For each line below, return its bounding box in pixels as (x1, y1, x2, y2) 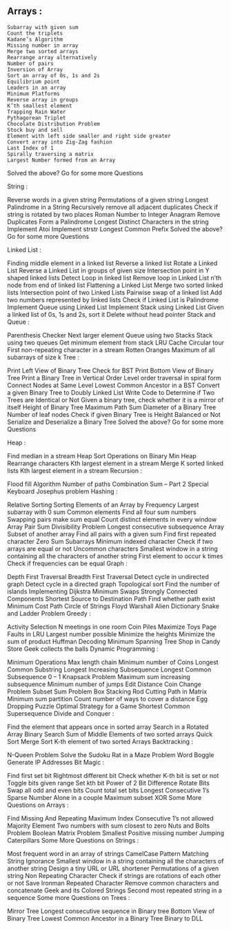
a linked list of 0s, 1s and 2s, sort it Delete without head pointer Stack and (7, 310, 216, 318)
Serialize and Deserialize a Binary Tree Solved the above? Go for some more (7, 418, 224, 426)
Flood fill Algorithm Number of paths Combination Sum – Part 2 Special (7, 480, 209, 488)
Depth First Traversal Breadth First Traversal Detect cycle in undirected (7, 572, 209, 580)
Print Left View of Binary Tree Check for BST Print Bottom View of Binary (7, 366, 214, 375)
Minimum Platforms (7, 90, 60, 97)
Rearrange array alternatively (7, 54, 97, 61)
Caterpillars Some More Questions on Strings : (7, 836, 139, 844)
